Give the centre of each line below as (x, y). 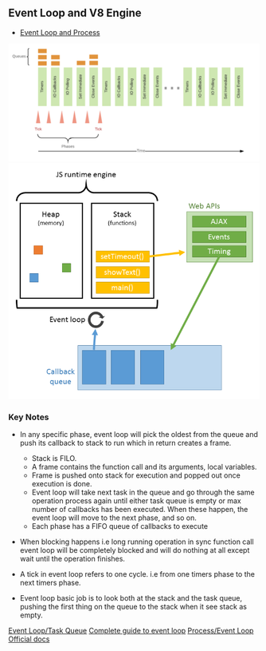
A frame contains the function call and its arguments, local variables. (144, 466)
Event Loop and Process (60, 32)
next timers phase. (50, 582)
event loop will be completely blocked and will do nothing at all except (135, 550)
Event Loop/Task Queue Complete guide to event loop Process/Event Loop (131, 630)
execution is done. (62, 483)
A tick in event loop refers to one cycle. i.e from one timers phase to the (137, 574)
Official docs (29, 639)
